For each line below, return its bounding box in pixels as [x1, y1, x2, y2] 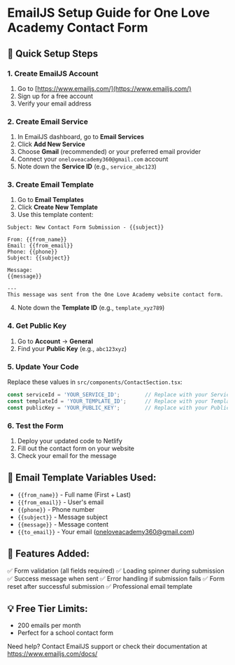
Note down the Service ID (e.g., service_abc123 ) [17, 162, 157, 171]
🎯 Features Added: [7, 548, 90, 560]
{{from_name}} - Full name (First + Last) [17, 490, 131, 499]
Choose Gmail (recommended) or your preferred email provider [17, 148, 201, 156]
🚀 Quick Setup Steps [7, 48, 99, 59]
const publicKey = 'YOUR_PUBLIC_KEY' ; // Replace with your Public [7, 404, 230, 411]
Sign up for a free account [17, 92, 93, 100]
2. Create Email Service [7, 117, 89, 127]
